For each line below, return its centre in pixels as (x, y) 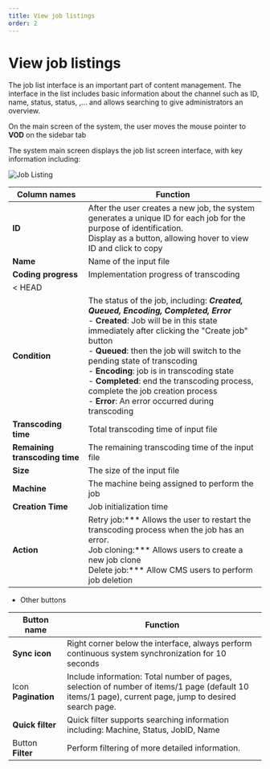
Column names (46, 195)
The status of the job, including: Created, (166, 301)
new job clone (115, 560)
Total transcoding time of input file (153, 430)
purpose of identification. (135, 228)
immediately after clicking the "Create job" (168, 331)
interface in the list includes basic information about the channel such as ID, (134, 94)
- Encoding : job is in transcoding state (161, 371)
